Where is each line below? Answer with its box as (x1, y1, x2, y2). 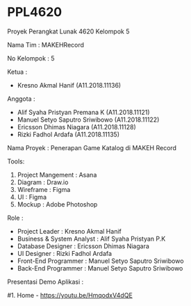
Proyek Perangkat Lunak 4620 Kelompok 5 (7, 27, 130, 35)
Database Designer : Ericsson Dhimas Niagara (17, 241, 149, 250)
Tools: (7, 157, 25, 166)
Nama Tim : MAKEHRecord (7, 40, 85, 49)
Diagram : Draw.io (17, 178, 69, 186)
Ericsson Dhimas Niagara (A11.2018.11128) (17, 122, 137, 131)
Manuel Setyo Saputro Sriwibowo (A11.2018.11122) (17, 115, 160, 124)
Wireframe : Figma (17, 185, 71, 193)
